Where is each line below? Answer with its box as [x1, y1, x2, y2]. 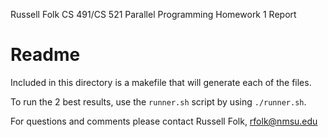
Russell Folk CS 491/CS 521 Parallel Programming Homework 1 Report [10, 9, 297, 20]
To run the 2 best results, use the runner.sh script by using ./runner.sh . [10, 95, 307, 108]
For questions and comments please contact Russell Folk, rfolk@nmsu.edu [10, 115, 318, 127]
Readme [10, 44, 81, 66]
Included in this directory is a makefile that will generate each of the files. [10, 76, 312, 88]
